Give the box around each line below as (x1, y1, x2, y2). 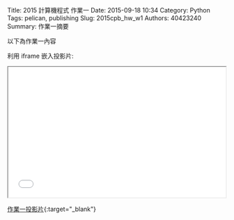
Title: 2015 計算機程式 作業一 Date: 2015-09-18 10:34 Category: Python (7, 6, 211, 14)
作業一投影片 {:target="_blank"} (7, 205, 96, 213)
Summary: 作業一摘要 (7, 22, 69, 30)
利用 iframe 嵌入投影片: (7, 52, 75, 60)
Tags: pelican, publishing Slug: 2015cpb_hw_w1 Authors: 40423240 (7, 14, 202, 22)
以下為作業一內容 (7, 37, 56, 45)
